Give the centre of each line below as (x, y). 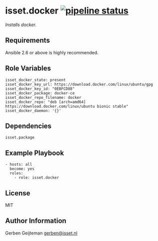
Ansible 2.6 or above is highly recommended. (52, 52)
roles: (16, 173)
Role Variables (28, 69)
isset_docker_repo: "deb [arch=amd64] (45, 102)
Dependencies (28, 126)
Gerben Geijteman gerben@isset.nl (41, 233)
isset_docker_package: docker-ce (40, 93)
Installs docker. (21, 25)
